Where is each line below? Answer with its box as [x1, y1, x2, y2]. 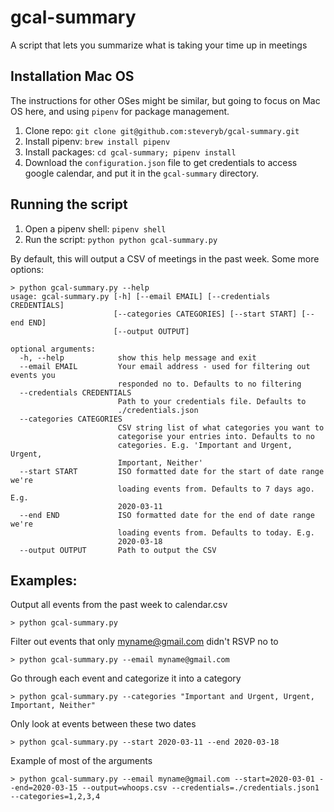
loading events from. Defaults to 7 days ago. [117, 484, 315, 494]
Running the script [10, 196, 128, 213]
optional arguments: [10, 344, 97, 354]
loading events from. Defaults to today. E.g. [117, 527, 315, 538]
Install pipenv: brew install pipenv [24, 135, 171, 147]
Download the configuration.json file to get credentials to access [24, 156, 298, 168]
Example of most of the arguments [10, 755, 153, 767]
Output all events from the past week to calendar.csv [10, 599, 228, 611]
